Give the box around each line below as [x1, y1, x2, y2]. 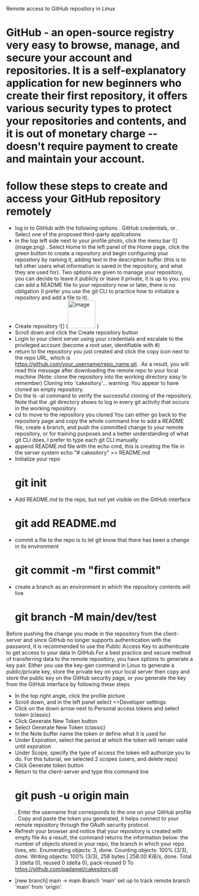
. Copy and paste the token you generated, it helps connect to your [14, 814, 179, 822]
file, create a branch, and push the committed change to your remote [14, 424, 184, 431]
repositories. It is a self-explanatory [6, 64, 187, 77]
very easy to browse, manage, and [6, 39, 180, 52]
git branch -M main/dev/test [14, 610, 157, 624]
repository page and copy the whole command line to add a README [14, 418, 184, 425]
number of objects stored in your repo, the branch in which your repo [14, 840, 185, 847]
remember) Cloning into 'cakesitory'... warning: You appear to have [14, 380, 179, 387]
